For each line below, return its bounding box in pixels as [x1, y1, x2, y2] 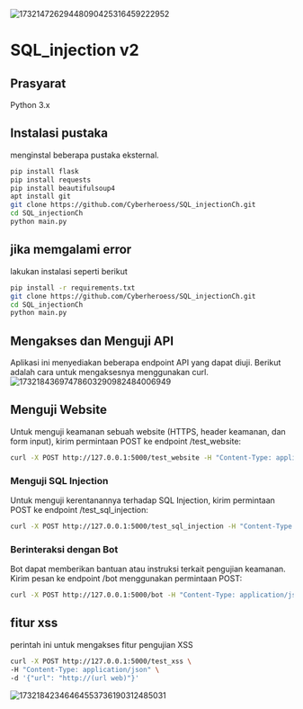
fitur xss [10, 615, 58, 631]
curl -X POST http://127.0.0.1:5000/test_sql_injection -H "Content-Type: [10, 522, 297, 531]
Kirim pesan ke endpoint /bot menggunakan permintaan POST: [10, 573, 243, 584]
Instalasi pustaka [10, 126, 109, 141]
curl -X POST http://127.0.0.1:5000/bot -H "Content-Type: [10, 590, 236, 600]
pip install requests [10, 175, 92, 184]
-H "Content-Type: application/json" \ [10, 665, 160, 674]
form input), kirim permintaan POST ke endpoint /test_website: [10, 435, 242, 446]
